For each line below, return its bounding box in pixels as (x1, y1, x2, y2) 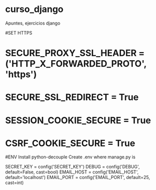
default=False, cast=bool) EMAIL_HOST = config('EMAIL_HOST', (5, 169, 139, 175)
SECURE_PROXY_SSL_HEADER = (5, 48, 145, 59)
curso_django (5, 4, 64, 15)
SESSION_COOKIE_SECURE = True (5, 114, 151, 126)
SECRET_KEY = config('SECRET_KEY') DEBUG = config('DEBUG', (5, 164, 140, 170)
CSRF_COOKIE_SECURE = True (5, 137, 135, 149)
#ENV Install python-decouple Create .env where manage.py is (5, 154, 135, 160)
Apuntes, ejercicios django (5, 20, 61, 26)
